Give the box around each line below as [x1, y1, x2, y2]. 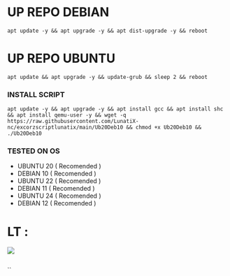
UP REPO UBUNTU [7, 50, 116, 66]
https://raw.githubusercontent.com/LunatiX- [7, 118, 139, 125]
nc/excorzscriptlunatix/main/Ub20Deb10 [7, 124, 124, 131]
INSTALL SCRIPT [7, 89, 65, 99]
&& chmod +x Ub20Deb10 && [126, 124, 201, 131]
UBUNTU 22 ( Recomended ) [17, 177, 101, 185]
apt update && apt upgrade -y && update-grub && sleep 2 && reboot [7, 73, 208, 80]
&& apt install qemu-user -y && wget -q [7, 112, 127, 119]
